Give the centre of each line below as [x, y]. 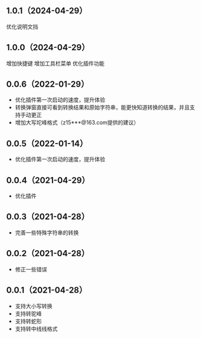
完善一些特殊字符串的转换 [47, 233]
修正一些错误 [31, 269]
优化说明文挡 [22, 27]
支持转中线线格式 [36, 328]
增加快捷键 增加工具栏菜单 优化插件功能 [55, 63]
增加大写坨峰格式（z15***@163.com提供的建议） [77, 122]
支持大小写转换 [33, 306]
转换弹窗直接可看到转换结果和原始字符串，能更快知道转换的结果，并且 [102, 107]
